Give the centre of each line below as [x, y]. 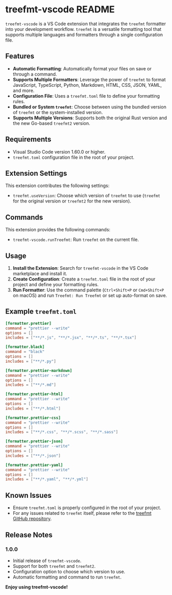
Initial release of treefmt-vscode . [47, 561]
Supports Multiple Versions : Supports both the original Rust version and [90, 118]
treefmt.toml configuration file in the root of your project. [73, 157]
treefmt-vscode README [60, 10]
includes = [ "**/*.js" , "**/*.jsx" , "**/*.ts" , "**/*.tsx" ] [71, 338]
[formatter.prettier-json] [34, 441]
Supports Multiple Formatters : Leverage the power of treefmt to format [89, 79]
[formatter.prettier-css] [33, 418]
